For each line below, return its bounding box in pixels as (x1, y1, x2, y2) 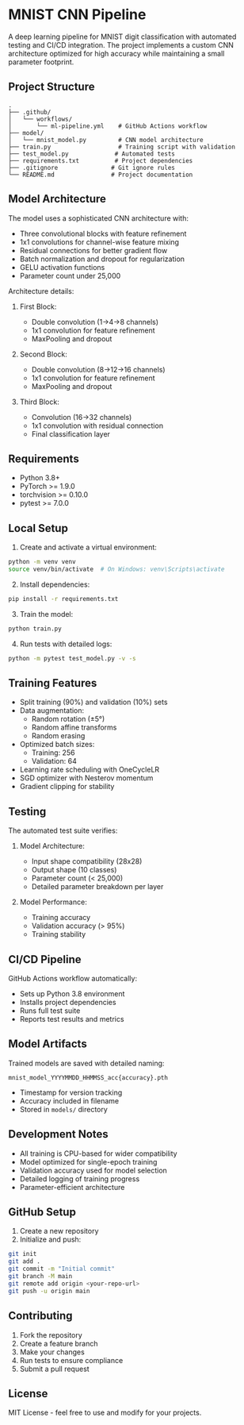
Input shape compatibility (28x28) (31, 857, 143, 866)
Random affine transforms (31, 722, 117, 732)
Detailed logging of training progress (19, 1173, 140, 1184)
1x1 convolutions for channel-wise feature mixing (19, 237, 180, 247)
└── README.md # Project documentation (8, 171, 193, 179)
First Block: (19, 302, 57, 311)
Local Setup (8, 522, 69, 535)
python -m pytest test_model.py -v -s (8, 654, 136, 662)
